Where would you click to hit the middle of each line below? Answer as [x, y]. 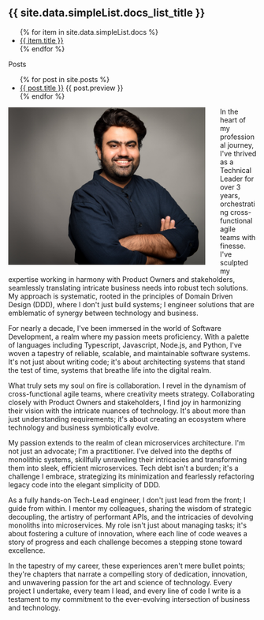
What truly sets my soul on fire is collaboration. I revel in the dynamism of [127, 385]
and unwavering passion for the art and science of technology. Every [120, 582]
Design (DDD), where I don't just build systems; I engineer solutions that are [131, 304]
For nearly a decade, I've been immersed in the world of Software [115, 328]
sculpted [234, 262]
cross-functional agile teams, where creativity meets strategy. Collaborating [131, 393]
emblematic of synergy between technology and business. [103, 313]
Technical [236, 170]
